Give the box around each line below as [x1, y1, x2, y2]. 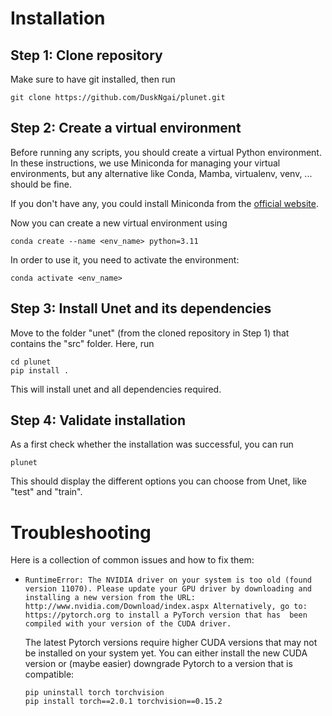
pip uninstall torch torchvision [24, 688, 165, 698]
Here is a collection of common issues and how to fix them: [10, 554, 255, 566]
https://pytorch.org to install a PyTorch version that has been [24, 610, 308, 621]
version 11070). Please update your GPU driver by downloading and [24, 584, 312, 594]
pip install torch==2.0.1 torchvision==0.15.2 [24, 697, 223, 707]
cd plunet [10, 357, 52, 367]
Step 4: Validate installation [10, 412, 186, 429]
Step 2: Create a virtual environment [10, 120, 242, 137]
